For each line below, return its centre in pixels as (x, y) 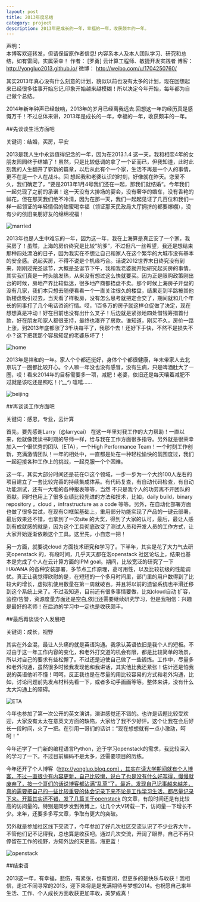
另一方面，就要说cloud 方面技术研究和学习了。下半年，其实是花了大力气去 (97, 547)
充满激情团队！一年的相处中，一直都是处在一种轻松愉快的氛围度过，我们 (105, 454)
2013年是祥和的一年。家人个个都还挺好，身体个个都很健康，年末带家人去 (96, 360)
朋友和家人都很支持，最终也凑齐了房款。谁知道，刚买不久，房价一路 (110, 321)
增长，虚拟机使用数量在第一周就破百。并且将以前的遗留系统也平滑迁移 (108, 584)
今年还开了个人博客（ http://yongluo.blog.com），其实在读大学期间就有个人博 (100, 769)
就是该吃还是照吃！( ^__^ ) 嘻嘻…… (51, 382)
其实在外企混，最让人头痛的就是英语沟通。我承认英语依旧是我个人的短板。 (97, 645)
